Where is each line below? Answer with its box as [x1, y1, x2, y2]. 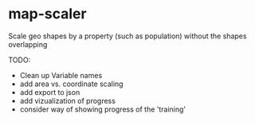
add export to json [19, 87, 80, 96]
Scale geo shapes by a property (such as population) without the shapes [8, 31, 247, 41]
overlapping [8, 39, 48, 49]
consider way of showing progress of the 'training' [19, 104, 186, 114]
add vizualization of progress [19, 96, 116, 105]
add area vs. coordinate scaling [19, 79, 124, 89]
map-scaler [8, 5, 87, 23]
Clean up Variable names [19, 70, 103, 80]
